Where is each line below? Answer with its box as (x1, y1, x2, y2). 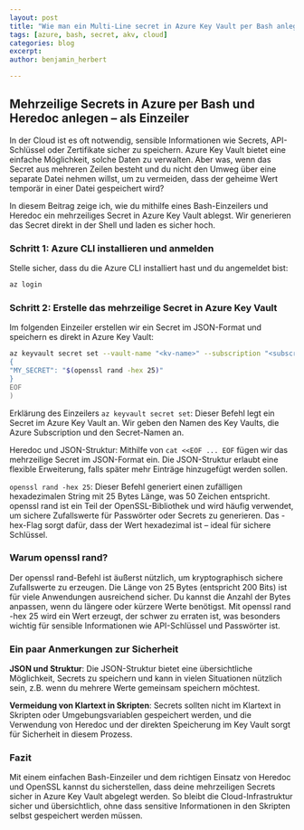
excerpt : (9, 47, 43, 56)
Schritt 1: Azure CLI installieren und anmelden (9, 241, 214, 254)
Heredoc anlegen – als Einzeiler (9, 110, 190, 127)
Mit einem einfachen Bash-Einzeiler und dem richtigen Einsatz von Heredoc (9, 772, 291, 783)
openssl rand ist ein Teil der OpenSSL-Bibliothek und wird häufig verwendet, (9, 500, 294, 511)
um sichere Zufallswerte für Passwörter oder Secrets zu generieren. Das (9, 510, 280, 521)
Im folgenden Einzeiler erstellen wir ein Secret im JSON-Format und (9, 322, 262, 333)
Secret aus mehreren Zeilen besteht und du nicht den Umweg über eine (9, 164, 277, 174)
